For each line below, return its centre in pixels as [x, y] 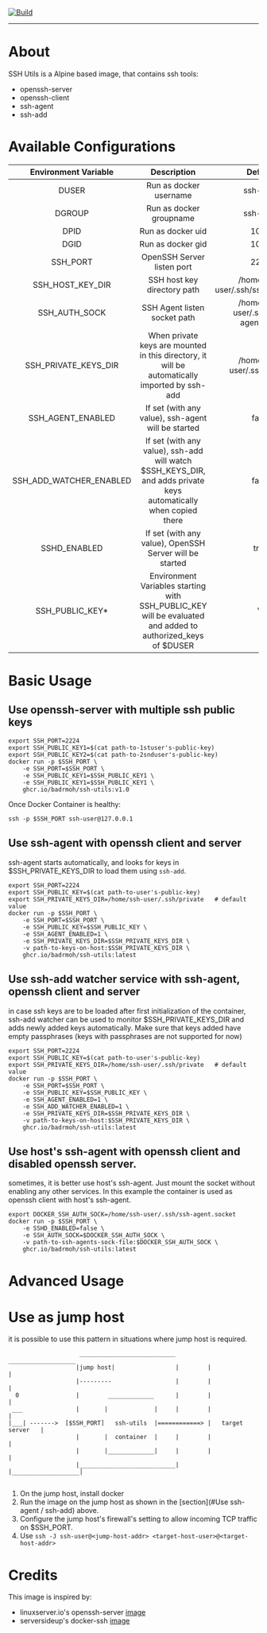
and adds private [173, 480]
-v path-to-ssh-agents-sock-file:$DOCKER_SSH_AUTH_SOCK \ [120, 1243]
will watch [173, 460]
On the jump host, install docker [72, 1494]
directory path [173, 289]
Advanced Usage [66, 1281]
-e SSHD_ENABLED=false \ [64, 1228]
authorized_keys [173, 635]
